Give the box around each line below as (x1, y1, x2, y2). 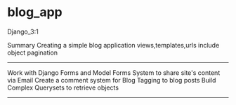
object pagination (7, 48, 58, 57)
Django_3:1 (7, 27, 39, 36)
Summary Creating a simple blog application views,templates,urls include (7, 41, 220, 49)
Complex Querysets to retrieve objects (7, 83, 119, 92)
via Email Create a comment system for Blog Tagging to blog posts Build (7, 76, 216, 84)
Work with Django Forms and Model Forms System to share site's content (7, 68, 221, 77)
